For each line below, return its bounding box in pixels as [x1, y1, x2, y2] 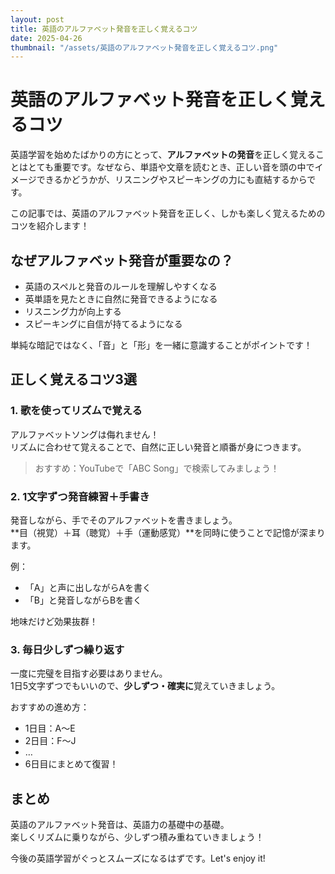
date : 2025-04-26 [10, 33, 83, 43]
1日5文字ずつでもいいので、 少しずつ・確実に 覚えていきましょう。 [10, 680, 281, 692]
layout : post [10, 14, 65, 25]
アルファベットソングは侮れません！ [10, 428, 160, 440]
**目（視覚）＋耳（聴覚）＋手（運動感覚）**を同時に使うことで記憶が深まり [10, 526, 326, 538]
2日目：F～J [24, 735, 77, 747]
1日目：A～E [24, 722, 76, 735]
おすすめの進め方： [10, 701, 90, 713]
